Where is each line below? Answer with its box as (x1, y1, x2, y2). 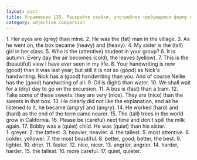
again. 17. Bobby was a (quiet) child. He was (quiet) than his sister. (6, 122, 166, 130)
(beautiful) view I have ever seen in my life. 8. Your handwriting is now (6, 60, 176, 67)
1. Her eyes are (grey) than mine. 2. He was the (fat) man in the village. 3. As (6, 36, 190, 43)
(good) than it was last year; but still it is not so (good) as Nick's (6, 67, 160, 74)
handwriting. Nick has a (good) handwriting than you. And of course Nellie (6, 73, 186, 80)
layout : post (6, 8, 38, 15)
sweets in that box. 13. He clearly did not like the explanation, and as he (6, 98, 179, 105)
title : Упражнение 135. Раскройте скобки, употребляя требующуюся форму (6, 14, 188, 20)
